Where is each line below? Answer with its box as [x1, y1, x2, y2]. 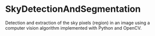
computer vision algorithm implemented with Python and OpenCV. [5, 25, 142, 31]
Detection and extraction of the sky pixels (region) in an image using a [5, 20, 150, 26]
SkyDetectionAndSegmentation [5, 3, 141, 15]
